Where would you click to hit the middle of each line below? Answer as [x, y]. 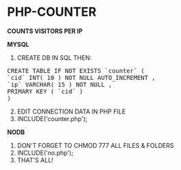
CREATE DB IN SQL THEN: [54, 57]
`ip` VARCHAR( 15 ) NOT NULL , [60, 84]
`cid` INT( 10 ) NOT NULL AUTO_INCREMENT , [81, 77]
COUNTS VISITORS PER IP [45, 31]
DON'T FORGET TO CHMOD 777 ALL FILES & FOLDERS [95, 145]
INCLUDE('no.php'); [45, 153]
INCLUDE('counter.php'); [52, 118]
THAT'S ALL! [35, 160]
